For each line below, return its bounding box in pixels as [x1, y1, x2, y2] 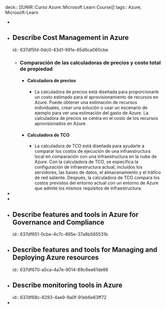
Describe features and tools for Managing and [12, 246, 158, 254]
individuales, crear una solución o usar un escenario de [34, 104, 148, 110]
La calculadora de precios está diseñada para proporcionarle [34, 89, 160, 95]
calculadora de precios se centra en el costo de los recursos [34, 115, 159, 121]
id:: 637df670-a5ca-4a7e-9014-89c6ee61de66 [12, 266, 109, 273]
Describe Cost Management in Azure [12, 33, 129, 42]
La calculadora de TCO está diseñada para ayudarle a [34, 143, 145, 149]
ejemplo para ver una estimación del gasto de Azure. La [34, 109, 149, 116]
